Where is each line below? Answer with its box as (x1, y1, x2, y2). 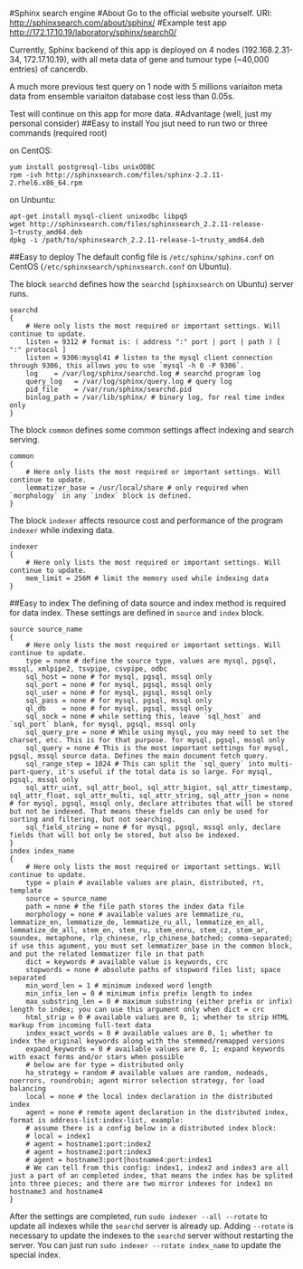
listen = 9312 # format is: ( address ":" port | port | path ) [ (25, 338, 281, 347)
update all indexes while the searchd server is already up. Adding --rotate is (9, 1221, 294, 1231)
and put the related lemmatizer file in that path (9, 949, 204, 959)
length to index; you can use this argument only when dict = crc (9, 1005, 265, 1014)
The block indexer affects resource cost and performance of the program (9, 515, 283, 526)
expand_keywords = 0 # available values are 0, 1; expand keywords (25, 1045, 285, 1054)
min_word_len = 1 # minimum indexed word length (25, 981, 213, 990)
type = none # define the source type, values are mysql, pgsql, (25, 656, 278, 665)
